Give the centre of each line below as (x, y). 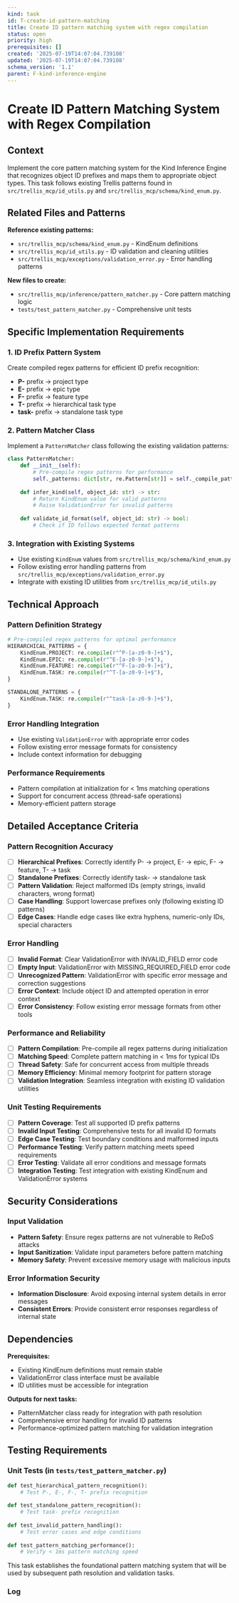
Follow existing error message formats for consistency (97, 747)
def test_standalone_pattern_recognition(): (74, 1506)
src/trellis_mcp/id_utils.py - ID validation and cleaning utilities (113, 251)
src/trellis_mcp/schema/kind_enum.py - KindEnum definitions (108, 244)
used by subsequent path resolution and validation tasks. (91, 1573)
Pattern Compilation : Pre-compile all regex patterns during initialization (123, 1048)
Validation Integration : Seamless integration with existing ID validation (121, 1081)
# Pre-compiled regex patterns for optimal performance (92, 639)
